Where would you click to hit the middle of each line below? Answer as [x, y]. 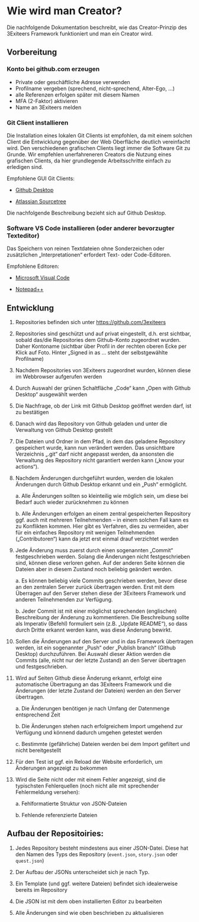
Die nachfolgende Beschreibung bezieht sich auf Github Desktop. [86, 213]
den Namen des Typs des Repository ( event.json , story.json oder [97, 854]
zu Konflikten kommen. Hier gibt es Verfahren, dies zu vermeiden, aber [102, 526]
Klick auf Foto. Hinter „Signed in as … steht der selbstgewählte [92, 353]
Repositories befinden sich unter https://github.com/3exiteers [91, 322]
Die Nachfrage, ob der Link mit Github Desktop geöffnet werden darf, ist [103, 406]
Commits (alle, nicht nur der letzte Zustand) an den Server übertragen [100, 660]
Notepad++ [29, 289]
